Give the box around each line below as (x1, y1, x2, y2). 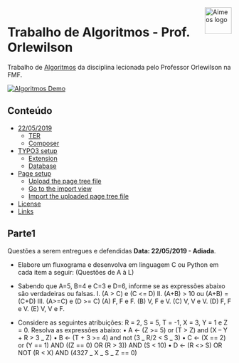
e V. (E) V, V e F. (17, 304, 65, 312)
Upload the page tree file (28, 177, 102, 185)
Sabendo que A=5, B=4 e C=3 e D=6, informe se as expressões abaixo (17, 281, 225, 290)
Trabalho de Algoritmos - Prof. (7, 24, 190, 41)
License (17, 199, 41, 208)
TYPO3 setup (17, 146, 58, 155)
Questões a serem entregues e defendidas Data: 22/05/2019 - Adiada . (7, 246, 216, 255)
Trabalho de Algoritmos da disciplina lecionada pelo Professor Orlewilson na (7, 63, 231, 71)
